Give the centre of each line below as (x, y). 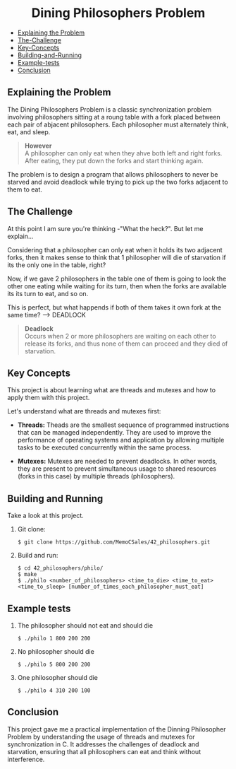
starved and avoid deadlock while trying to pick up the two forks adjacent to (118, 182)
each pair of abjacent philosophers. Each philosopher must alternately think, (118, 124)
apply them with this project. (49, 398)
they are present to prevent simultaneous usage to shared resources (117, 469)
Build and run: (38, 556)
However (38, 146)
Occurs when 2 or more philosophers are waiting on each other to (120, 336)
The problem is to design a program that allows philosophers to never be (113, 174)
